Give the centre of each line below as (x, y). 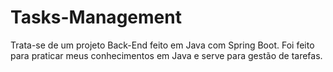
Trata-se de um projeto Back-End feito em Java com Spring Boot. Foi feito (162, 45)
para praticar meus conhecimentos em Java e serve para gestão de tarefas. (166, 55)
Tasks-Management (96, 17)
